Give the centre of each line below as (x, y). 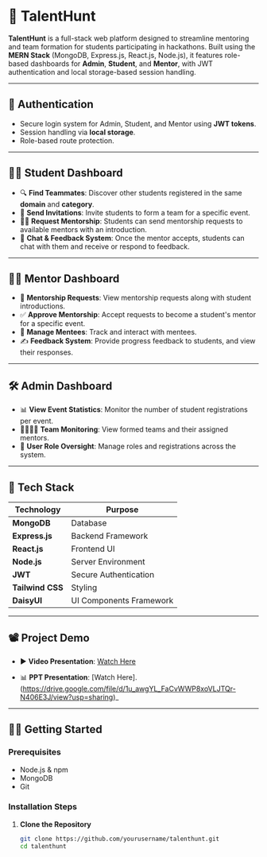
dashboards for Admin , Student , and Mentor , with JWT (122, 64)
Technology (38, 510)
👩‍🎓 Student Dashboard (66, 173)
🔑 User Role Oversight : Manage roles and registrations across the (128, 446)
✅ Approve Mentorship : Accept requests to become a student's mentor (138, 315)
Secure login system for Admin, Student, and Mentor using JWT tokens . (138, 123)
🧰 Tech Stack (41, 487)
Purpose (122, 510)
